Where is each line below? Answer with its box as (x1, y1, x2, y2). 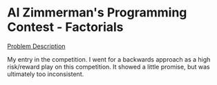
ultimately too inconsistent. (7, 70, 84, 78)
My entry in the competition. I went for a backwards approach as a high (7, 55, 211, 63)
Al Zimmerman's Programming (7, 5, 187, 21)
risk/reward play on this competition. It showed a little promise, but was (7, 62, 210, 71)
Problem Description (7, 42, 66, 50)
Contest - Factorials (7, 19, 124, 35)
